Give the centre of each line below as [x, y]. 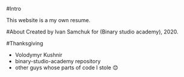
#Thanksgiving [25, 43]
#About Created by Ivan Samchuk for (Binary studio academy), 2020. [92, 32]
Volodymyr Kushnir [39, 55]
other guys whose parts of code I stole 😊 [67, 67]
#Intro [14, 9]
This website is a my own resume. [48, 20]
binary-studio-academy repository [58, 61]
